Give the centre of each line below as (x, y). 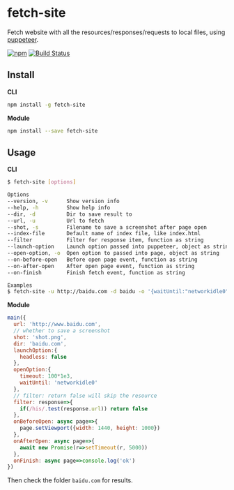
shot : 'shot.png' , (40, 337)
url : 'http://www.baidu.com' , (57, 325)
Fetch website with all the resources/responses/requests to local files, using (116, 32)
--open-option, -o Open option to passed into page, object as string (113, 253)
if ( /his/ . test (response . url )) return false (84, 409)
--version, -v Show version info (63, 201)
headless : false (44, 357)
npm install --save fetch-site (53, 131)
